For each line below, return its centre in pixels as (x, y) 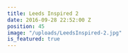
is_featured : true (34, 39)
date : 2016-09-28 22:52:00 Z (49, 20)
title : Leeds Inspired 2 (43, 13)
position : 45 (26, 26)
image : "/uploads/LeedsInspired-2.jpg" (65, 33)
